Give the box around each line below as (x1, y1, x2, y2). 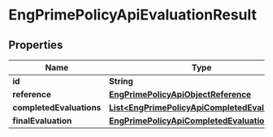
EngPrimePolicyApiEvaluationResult (8, 6, 258, 24)
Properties (8, 38, 63, 52)
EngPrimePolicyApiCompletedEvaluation (109, 115, 270, 126)
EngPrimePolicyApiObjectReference (109, 89, 252, 100)
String (109, 75, 134, 87)
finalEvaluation (12, 115, 72, 126)
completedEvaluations (12, 102, 102, 113)
